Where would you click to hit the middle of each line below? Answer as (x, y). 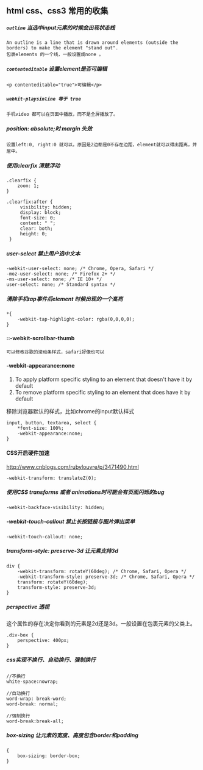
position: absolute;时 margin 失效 (49, 128)
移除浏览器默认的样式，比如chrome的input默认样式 (70, 411)
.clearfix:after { (30, 202)
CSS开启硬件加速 (28, 453)
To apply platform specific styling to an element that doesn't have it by (104, 379)
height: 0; (34, 234)
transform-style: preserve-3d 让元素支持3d (62, 551)
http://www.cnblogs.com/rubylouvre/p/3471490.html (73, 467)
